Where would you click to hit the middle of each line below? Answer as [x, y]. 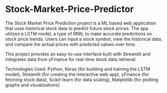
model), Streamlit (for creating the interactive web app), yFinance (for [77, 74]
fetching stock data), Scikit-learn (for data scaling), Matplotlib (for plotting [82, 79]
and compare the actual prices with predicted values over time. [71, 44]
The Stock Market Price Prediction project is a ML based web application [81, 23]
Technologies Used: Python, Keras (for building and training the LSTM [78, 69]
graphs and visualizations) [32, 85]
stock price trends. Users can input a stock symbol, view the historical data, [84, 39]
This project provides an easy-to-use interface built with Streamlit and [78, 54]
